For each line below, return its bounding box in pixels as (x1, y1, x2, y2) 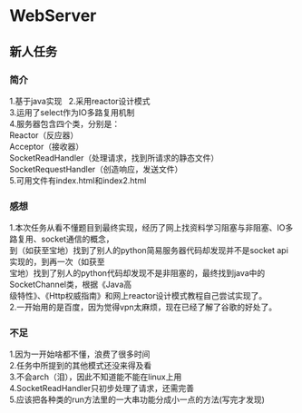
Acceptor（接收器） (9, 141, 84, 152)
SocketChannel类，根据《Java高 (9, 279, 132, 290)
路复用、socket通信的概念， (9, 233, 114, 245)
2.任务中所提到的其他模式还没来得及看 (9, 360, 152, 371)
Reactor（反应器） (9, 129, 79, 141)
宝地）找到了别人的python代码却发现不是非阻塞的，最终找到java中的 (9, 268, 266, 279)
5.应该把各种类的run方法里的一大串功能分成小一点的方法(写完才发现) (9, 394, 265, 405)
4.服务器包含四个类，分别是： (9, 118, 121, 129)
